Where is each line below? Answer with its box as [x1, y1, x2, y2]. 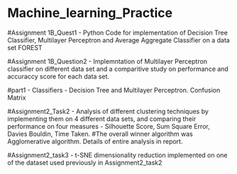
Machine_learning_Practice [7, 5, 172, 21]
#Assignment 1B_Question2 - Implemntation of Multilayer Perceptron [7, 57, 208, 65]
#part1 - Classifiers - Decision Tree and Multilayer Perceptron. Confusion [7, 86, 221, 94]
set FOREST [7, 43, 43, 52]
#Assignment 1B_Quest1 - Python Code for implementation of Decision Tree [7, 28, 228, 37]
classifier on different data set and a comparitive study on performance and [7, 64, 228, 73]
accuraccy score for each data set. [7, 72, 110, 81]
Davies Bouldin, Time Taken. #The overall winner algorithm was [7, 129, 193, 138]
